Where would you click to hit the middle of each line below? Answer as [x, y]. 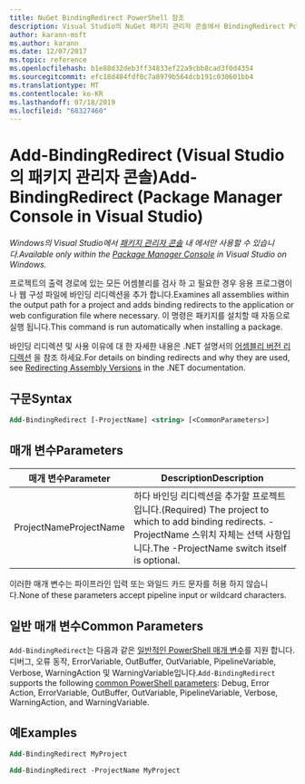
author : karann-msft [49, 34]
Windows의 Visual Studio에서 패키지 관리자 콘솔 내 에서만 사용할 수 [130, 243]
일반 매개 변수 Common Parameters [107, 627]
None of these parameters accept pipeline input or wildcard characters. [153, 594]
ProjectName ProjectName [69, 527]
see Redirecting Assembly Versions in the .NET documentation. [128, 367]
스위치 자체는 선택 [227, 534]
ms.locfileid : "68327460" [58, 111]
